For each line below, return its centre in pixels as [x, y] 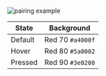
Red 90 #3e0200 [70, 62]
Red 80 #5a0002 [70, 51]
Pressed [24, 62]
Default [23, 40]
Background [70, 28]
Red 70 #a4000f [70, 40]
